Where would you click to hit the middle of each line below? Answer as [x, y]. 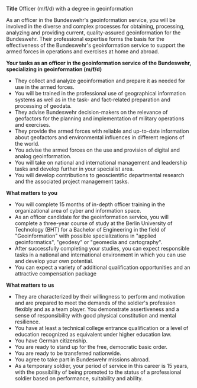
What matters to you [32, 193]
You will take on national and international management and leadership [101, 163]
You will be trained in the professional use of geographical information [100, 93]
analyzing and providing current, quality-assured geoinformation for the [93, 33]
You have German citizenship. [51, 341]
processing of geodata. [43, 106]
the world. [27, 144]
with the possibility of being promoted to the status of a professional [98, 372]
